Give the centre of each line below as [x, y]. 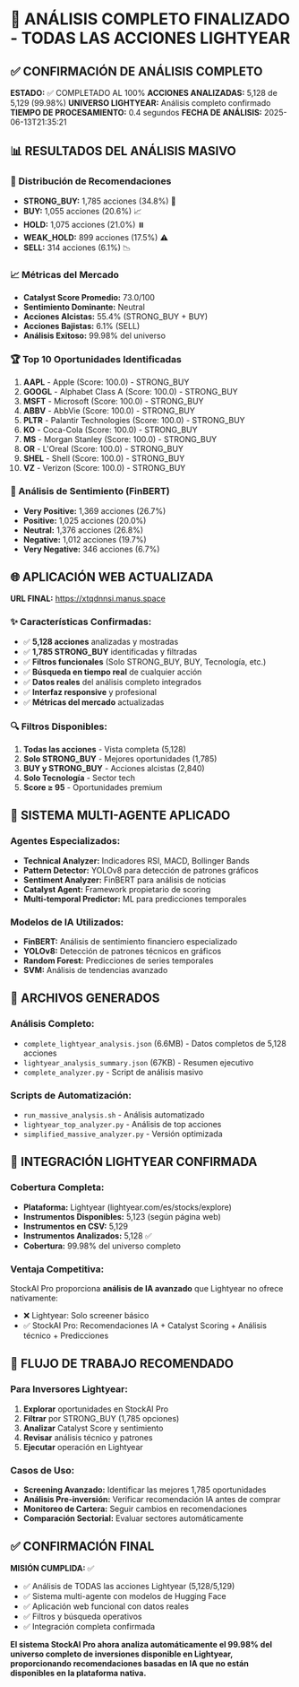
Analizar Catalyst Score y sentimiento [93, 1428]
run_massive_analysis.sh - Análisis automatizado [114, 1114]
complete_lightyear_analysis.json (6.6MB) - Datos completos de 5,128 [155, 1043]
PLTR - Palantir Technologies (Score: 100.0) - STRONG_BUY [134, 421]
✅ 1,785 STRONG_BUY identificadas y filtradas [110, 651]
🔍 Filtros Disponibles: [59, 726]
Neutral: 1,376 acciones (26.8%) [83, 530]
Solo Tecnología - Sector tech [79, 778]
